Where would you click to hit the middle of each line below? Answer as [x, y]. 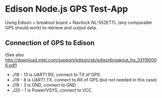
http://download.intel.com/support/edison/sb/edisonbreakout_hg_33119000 [81, 60]
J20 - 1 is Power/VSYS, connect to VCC [52, 90]
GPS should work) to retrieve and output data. [51, 27]
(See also [15, 55]
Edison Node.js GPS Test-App [67, 9]
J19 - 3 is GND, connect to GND [44, 85]
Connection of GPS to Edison [50, 43]
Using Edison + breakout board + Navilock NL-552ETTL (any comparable [79, 22]
